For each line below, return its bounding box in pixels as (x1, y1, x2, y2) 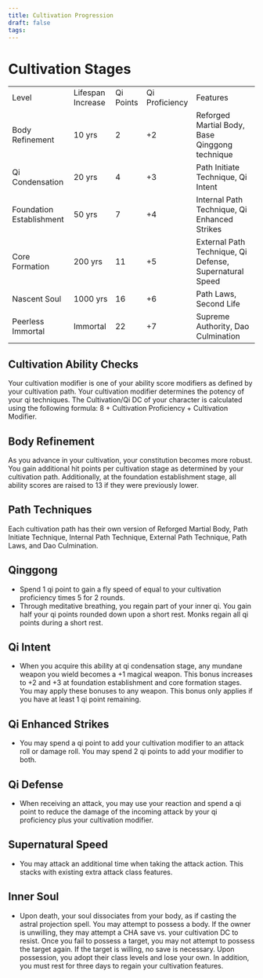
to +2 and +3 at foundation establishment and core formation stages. (19, 678, 243, 687)
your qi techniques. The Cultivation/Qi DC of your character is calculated (8, 395, 243, 405)
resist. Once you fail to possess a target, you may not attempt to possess (19, 936, 255, 945)
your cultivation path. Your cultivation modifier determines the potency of (8, 386, 245, 397)
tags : (8, 26, 26, 34)
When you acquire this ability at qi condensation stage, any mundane (19, 661, 243, 671)
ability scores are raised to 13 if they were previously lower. (8, 480, 200, 489)
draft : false (8, 19, 51, 27)
